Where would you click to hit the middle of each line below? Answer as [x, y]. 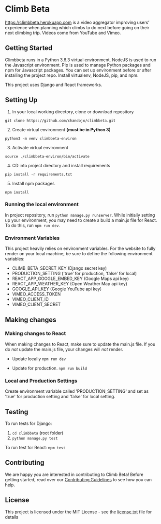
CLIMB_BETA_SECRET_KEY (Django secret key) [59, 268]
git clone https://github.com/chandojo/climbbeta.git [60, 121]
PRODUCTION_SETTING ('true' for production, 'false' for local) [74, 274]
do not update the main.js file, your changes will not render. [64, 349]
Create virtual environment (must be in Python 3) [61, 129]
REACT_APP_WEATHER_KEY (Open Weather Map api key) [70, 284]
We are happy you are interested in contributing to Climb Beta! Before [74, 474]
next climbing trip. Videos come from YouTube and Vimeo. [63, 33]
